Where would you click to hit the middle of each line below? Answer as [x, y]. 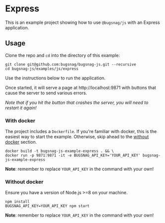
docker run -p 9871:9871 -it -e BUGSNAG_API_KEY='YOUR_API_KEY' [73, 155]
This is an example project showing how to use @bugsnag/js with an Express [82, 22]
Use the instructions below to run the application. [55, 78]
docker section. [21, 142]
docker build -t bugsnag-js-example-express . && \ [59, 151]
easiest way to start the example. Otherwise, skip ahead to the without [77, 137]
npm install [17, 202]
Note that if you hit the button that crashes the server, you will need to [77, 102]
